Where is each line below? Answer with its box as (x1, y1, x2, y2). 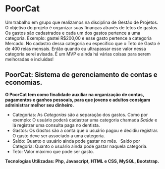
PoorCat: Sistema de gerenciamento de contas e (5, 70, 158, 79)
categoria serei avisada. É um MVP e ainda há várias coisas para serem (5, 51, 151, 57)
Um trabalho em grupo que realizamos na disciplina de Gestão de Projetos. (5, 19, 159, 25)
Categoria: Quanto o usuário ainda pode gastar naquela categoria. (12, 143, 148, 149)
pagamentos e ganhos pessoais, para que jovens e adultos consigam (5, 97, 151, 103)
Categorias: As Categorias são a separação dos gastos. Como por (12, 112, 148, 117)
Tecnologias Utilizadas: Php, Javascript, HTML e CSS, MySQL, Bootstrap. (5, 158, 160, 164)
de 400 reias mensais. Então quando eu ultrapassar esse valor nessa (5, 46, 146, 52)
